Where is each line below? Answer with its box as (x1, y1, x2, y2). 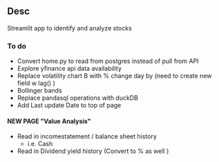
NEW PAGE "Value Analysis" (7, 117, 91, 125)
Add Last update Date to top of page (17, 101, 122, 109)
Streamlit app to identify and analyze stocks (7, 24, 133, 32)
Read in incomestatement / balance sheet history (17, 132, 158, 141)
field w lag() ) (17, 79, 55, 87)
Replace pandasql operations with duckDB (17, 93, 138, 102)
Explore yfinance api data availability (17, 64, 122, 73)
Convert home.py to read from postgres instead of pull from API (17, 57, 199, 65)
